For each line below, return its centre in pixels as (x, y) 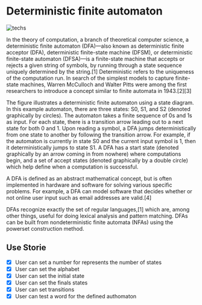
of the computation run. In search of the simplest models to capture (90, 78)
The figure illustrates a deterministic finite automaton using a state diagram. (100, 102)
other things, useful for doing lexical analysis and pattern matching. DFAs (97, 216)
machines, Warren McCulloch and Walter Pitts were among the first (103, 84)
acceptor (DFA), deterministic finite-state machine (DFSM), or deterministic (99, 52)
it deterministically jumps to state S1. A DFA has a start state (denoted (93, 147)
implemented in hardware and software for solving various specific (89, 185)
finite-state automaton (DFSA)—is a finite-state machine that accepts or (96, 59)
